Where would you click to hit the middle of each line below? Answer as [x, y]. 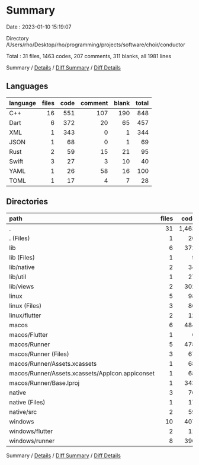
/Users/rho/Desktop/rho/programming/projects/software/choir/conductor [96, 45]
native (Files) [27, 402]
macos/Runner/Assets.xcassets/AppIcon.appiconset [82, 373]
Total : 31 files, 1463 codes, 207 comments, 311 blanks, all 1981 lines [89, 56]
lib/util [18, 277]
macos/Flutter [29, 334]
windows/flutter [31, 431]
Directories [27, 202]
